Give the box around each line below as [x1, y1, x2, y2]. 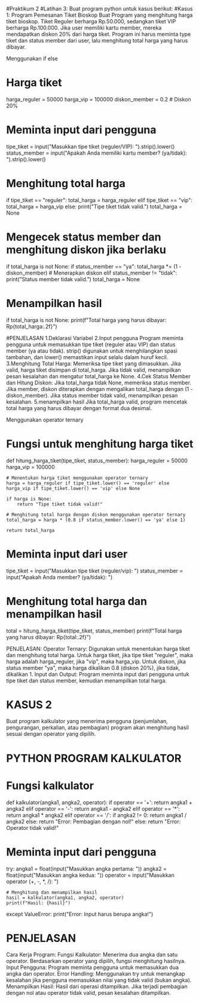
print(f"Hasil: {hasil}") [6, 899, 71, 906]
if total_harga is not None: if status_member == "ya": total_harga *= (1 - [6, 263, 182, 270]
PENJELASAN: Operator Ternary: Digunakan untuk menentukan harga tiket [6, 645, 190, 652]
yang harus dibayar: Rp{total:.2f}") [6, 633, 91, 640]
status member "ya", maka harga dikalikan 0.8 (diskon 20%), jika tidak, [6, 664, 180, 671]
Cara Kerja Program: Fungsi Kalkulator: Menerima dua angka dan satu [6, 951, 178, 958]
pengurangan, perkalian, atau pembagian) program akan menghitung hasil [6, 724, 189, 731]
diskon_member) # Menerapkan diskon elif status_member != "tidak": [6, 269, 177, 276]
